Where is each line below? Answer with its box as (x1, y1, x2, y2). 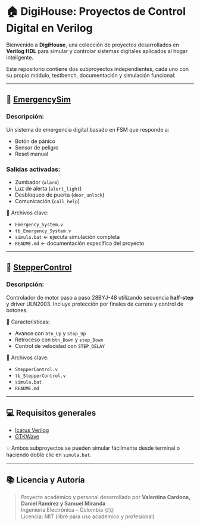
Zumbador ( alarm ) (14, 178, 60, 185)
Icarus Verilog (14, 427, 49, 434)
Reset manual (14, 150, 49, 157)
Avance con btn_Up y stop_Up (14, 329, 86, 337)
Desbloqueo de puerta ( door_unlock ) (14, 191, 105, 198)
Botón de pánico (14, 138, 55, 145)
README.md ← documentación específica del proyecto (14, 239, 145, 247)
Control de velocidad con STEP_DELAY (14, 342, 105, 349)
